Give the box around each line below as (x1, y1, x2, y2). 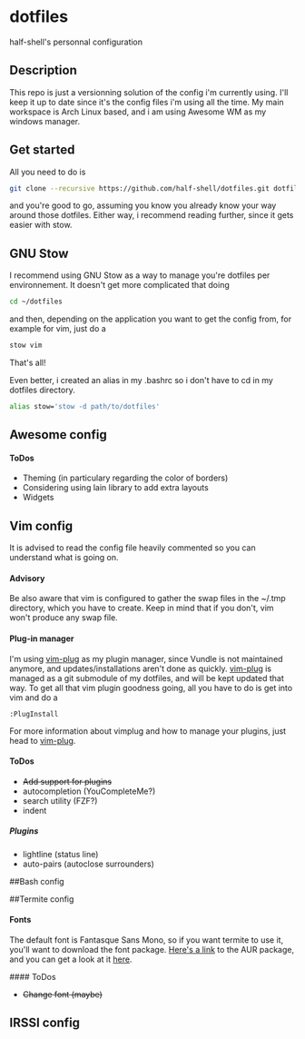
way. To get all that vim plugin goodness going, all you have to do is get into (9, 682, 293, 693)
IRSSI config (9, 1015, 80, 1031)
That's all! (9, 357, 46, 368)
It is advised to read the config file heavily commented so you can (9, 542, 256, 553)
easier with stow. (9, 220, 73, 231)
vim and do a (9, 692, 58, 703)
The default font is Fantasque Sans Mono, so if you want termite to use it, (9, 935, 284, 945)
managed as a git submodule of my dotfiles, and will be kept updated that (9, 672, 284, 683)
